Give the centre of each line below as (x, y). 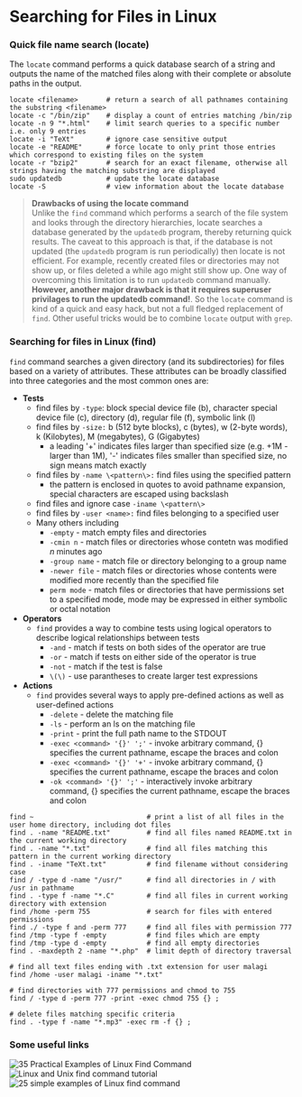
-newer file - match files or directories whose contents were (163, 571)
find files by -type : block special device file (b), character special (156, 407)
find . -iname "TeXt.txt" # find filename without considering (149, 864)
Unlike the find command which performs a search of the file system (160, 213)
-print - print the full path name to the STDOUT (138, 733)
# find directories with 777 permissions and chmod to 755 (123, 990)
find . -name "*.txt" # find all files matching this (139, 848)
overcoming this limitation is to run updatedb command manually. (151, 280)
